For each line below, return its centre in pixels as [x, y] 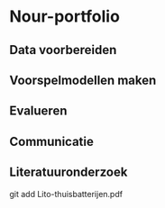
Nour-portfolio [64, 17]
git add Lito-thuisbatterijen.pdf [66, 194]
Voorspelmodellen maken [83, 80]
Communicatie [52, 141]
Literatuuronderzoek [69, 172]
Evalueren [38, 111]
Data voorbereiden [63, 50]
